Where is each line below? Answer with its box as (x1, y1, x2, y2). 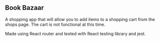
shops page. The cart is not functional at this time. (5, 21, 106, 27)
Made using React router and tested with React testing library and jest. (5, 31, 146, 36)
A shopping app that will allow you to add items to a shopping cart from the (5, 16, 155, 22)
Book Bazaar (5, 4, 44, 12)
